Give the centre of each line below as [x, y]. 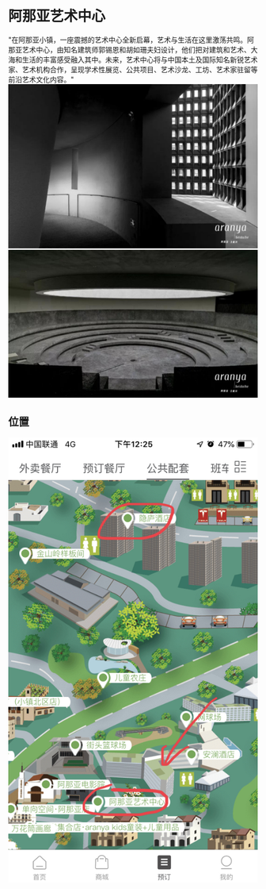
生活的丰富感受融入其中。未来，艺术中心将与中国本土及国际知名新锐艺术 [140, 60]
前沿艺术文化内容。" [41, 79]
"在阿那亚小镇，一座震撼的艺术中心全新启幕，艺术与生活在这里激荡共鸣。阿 [131, 40]
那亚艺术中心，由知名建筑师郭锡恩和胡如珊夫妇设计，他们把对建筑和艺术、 [129, 49]
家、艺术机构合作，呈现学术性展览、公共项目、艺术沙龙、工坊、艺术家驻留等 [133, 69]
